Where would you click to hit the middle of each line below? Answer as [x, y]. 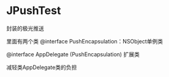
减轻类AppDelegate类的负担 [42, 67]
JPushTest [34, 11]
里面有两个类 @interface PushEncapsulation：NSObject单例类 [85, 41]
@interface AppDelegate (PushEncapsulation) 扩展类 [73, 54]
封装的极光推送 [25, 28]
